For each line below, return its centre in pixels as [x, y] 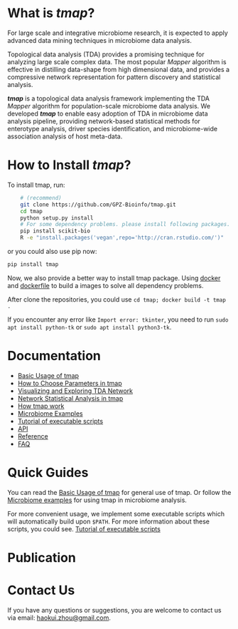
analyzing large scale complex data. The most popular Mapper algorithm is [117, 61]
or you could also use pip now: [52, 251]
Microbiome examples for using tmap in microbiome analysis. [97, 500]
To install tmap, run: [36, 185]
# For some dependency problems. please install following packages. [125, 225]
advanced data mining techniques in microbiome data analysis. [99, 40]
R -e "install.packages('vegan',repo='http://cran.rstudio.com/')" [122, 238]
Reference [33, 436]
